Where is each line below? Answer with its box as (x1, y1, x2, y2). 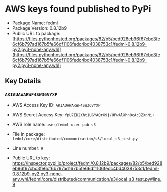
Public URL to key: (12, 155, 50, 161)
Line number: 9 (12, 145, 43, 151)
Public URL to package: (12, 30, 61, 36)
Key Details (5, 77, 41, 85)
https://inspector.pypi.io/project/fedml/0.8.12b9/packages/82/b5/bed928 (12, 160, 163, 166)
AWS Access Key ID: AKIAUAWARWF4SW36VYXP (12, 102, 101, 108)
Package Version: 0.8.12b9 (12, 25, 67, 31)
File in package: (12, 131, 45, 137)
